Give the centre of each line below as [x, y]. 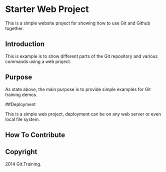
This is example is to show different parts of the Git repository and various [81, 56]
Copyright [21, 152]
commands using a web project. [38, 61]
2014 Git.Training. [23, 164]
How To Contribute [35, 135]
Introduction [25, 44]
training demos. [21, 94]
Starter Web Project [47, 9]
